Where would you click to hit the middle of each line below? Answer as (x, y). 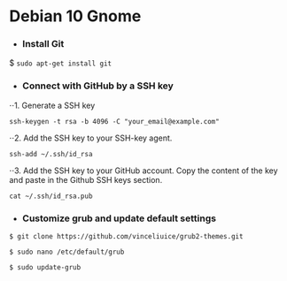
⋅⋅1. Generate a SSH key (52, 105)
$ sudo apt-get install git (61, 63)
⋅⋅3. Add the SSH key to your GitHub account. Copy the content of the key (143, 171)
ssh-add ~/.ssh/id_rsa (51, 154)
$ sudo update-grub (45, 268)
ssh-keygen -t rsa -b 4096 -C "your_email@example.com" (114, 121)
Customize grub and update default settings (119, 218)
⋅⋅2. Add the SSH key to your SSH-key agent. (91, 138)
